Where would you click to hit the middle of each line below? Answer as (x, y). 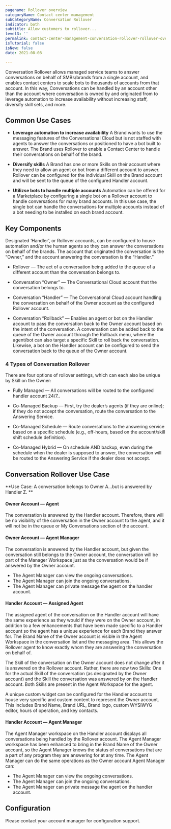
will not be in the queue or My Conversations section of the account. (77, 526)
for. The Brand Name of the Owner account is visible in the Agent (74, 636)
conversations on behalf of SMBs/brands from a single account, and (77, 77)
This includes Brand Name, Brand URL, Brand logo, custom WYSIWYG (79, 705)
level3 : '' (17, 34)
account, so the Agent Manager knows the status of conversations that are (84, 750)
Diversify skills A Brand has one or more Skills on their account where (87, 165)
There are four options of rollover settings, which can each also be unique (83, 375)
